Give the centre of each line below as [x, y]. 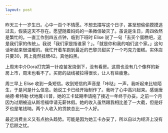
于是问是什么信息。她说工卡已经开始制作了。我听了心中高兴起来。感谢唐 [88, 89]
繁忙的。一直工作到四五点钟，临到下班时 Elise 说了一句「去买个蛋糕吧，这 [85, 37]
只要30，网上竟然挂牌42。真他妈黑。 [44, 56]
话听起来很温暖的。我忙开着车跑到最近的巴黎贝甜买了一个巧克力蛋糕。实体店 [84, 49]
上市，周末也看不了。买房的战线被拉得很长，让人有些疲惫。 [71, 72]
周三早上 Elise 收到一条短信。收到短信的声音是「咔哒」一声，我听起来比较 [81, 83]
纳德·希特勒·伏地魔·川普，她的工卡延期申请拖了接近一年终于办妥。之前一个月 [84, 96]
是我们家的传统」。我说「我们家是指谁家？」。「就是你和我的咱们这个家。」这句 [84, 43]
